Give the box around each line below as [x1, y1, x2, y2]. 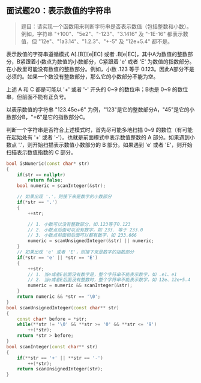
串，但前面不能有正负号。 [6, 93, 70, 100]
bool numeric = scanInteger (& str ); [17, 183, 106, 189]
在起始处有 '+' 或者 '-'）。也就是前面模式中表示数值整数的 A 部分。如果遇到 [6, 134, 190, 141]
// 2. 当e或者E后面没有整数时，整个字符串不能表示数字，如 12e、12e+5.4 [28, 277, 191, 283]
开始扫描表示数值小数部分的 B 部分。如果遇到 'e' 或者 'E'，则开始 [32, 141, 193, 148]
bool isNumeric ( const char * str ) [6, 161, 90, 167]
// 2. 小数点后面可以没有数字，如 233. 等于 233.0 [28, 227, 143, 233]
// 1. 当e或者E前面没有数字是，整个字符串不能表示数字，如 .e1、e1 [28, 272, 177, 278]
